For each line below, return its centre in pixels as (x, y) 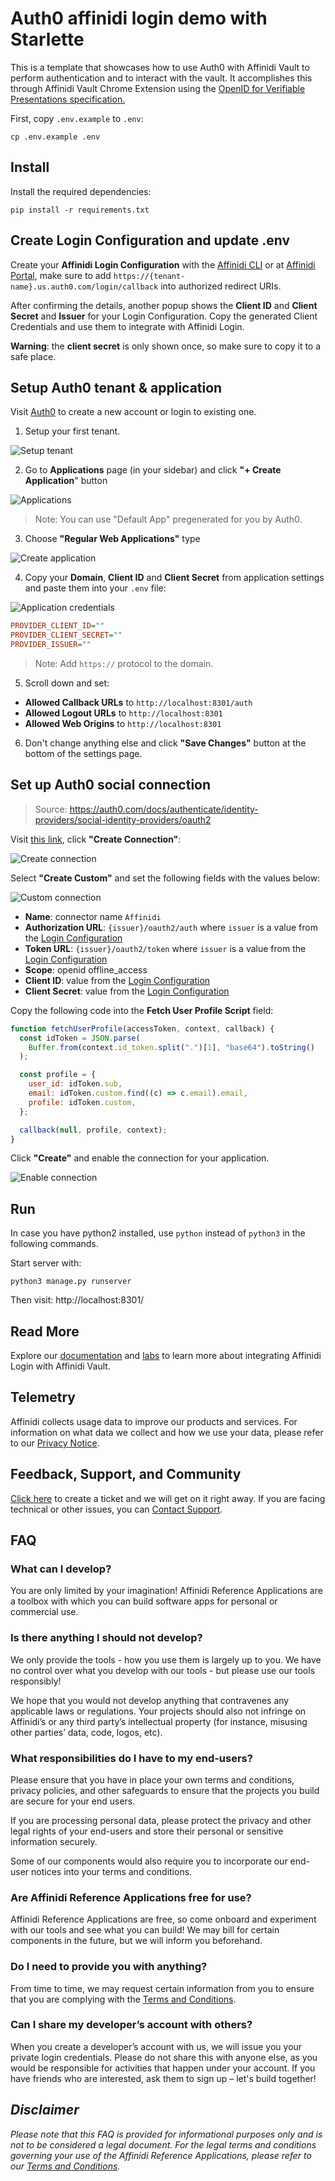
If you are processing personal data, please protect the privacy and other (161, 1820)
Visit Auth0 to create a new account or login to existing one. (133, 412)
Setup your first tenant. (72, 431)
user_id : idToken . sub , (75, 1084)
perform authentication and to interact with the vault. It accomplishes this (161, 78)
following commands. (54, 1244)
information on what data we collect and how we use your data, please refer (167, 1432)
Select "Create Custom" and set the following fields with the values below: (165, 878)
